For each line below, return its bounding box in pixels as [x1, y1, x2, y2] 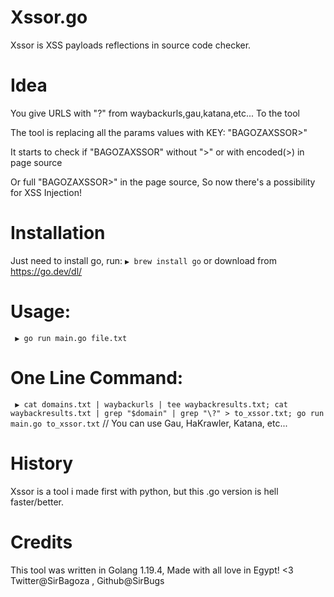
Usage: [10, 301, 72, 323]
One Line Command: [10, 366, 184, 389]
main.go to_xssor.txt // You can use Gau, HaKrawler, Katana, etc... [10, 417, 288, 429]
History [10, 452, 74, 475]
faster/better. [10, 496, 65, 508]
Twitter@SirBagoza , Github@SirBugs [10, 574, 165, 586]
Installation [10, 222, 106, 245]
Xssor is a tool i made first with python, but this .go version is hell [10, 485, 279, 497]
